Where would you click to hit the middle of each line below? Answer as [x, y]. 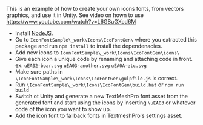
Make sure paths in [39, 72]
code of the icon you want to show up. [63, 109]
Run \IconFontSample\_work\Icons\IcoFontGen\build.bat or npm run [99, 85]
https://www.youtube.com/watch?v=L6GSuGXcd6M [71, 21]
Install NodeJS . [34, 33]
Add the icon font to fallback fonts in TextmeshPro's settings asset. [99, 115]
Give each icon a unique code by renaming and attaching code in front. [104, 59]
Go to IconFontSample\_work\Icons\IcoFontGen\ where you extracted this [106, 40]
